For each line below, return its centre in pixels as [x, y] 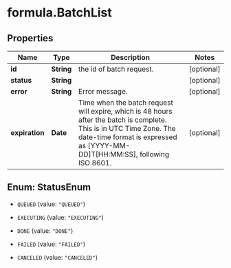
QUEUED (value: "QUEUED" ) [51, 204]
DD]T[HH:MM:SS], [108, 154]
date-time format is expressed [128, 137]
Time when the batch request [125, 103]
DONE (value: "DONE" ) [45, 230]
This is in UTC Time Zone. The [127, 128]
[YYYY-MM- [109, 146]
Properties [30, 38]
